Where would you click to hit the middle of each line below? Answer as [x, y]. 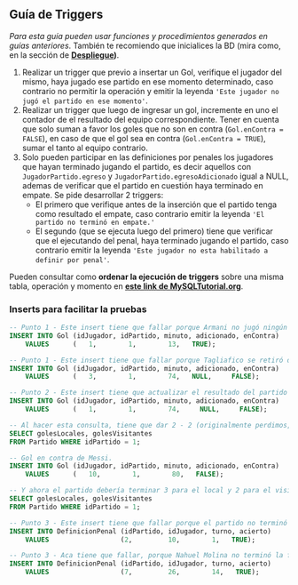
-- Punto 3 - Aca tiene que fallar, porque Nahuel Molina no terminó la [146, 556]
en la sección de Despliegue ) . [64, 55]
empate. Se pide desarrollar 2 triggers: [93, 195]
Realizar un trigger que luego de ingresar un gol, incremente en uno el [150, 109]
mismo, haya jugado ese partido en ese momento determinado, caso [148, 81]
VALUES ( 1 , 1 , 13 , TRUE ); [121, 344]
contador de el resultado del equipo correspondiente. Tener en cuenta [150, 119]
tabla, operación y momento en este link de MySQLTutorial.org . [126, 286]
